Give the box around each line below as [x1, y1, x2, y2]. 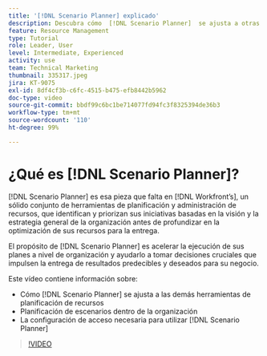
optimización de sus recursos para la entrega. [8, 225, 160, 235]
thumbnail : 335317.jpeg [8, 71, 88, 79]
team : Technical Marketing [8, 64, 99, 72]
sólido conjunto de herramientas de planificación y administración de [8, 200, 237, 209]
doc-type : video [8, 94, 63, 102]
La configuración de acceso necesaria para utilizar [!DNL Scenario [19, 314, 241, 325]
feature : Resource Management [8, 26, 110, 34]
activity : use [8, 57, 56, 65]
